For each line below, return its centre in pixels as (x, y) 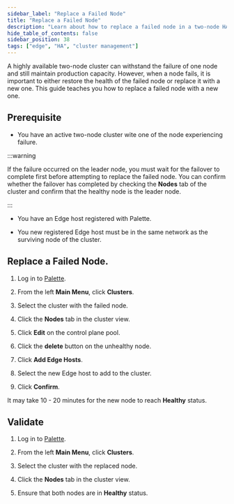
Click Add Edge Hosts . (50, 359)
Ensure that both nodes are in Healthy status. (83, 493)
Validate (25, 423)
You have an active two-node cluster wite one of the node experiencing (120, 134)
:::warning (22, 155)
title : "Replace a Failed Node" (54, 20)
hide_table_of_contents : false (53, 33)
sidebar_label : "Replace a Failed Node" (67, 14)
